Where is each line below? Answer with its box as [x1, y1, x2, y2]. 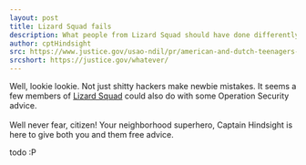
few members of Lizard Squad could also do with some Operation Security [9, 90, 290, 101]
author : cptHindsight [9, 38, 92, 48]
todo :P [9, 147, 36, 158]
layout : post [9, 13, 59, 23]
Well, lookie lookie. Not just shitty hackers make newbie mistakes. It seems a [9, 81, 297, 91]
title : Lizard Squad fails [9, 22, 112, 31]
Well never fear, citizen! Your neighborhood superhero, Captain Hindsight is [9, 119, 293, 130]
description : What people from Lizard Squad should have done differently [9, 30, 300, 39]
